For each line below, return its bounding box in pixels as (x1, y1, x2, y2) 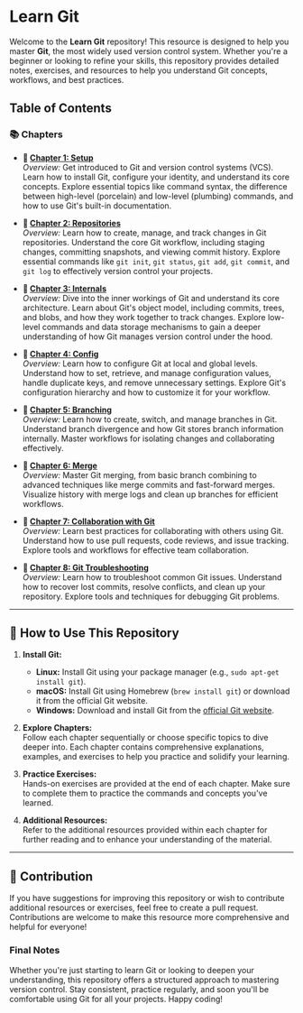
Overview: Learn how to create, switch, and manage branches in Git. (22, 413, 278, 425)
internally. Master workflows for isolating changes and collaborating (22, 433, 275, 444)
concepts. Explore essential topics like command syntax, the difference (22, 180, 288, 191)
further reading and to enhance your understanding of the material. (22, 834, 272, 845)
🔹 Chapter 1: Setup (22, 152, 94, 163)
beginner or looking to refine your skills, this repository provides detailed (9, 55, 280, 66)
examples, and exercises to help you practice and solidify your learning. (22, 751, 290, 762)
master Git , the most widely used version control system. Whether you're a (9, 45, 289, 56)
